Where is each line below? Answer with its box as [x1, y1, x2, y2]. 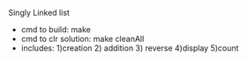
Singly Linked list [8, 8, 70, 17]
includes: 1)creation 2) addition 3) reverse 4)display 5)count [20, 43, 239, 53]
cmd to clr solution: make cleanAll [20, 34, 145, 44]
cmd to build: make [20, 24, 92, 34]
